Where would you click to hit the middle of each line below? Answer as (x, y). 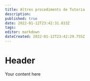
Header (20, 61)
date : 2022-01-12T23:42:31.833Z (37, 23)
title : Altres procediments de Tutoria (45, 9)
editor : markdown (22, 32)
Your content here (23, 74)
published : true (21, 18)
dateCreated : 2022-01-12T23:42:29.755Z (45, 37)
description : (18, 14)
